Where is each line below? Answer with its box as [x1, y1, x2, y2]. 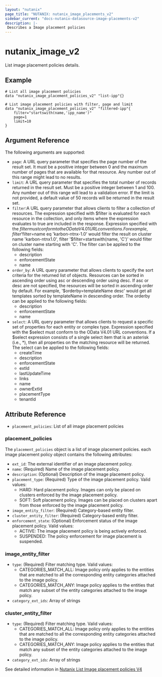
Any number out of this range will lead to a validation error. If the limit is [12, 190, 155, 195]
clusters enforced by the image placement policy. [19, 492, 118, 498]
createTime [19, 349, 42, 355]
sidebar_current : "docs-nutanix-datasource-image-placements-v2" [5, 16, 139, 21]
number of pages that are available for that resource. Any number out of [12, 169, 156, 175]
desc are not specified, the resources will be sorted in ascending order [12, 282, 153, 288]
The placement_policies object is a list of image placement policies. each [5, 446, 151, 452]
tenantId [19, 396, 36, 402]
